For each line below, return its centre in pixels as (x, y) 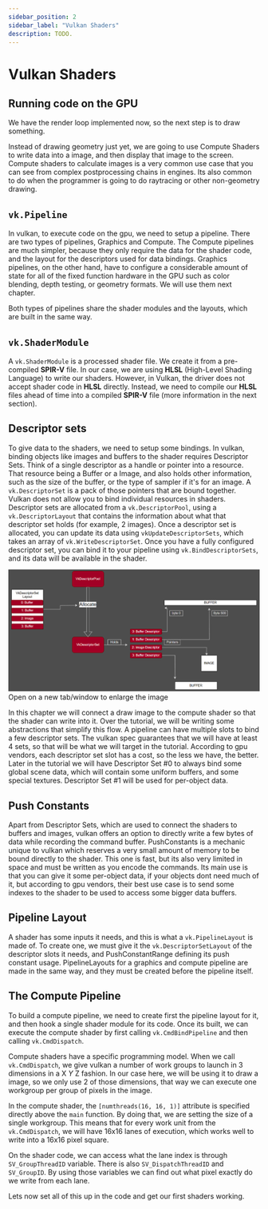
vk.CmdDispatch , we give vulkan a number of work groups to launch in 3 (126, 1064)
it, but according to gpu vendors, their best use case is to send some (121, 884)
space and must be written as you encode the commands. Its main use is (128, 867)
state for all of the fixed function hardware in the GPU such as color (119, 276)
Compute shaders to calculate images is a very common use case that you (131, 164)
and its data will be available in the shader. (78, 558)
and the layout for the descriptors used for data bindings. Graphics (118, 259)
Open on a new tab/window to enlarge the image (89, 697)
